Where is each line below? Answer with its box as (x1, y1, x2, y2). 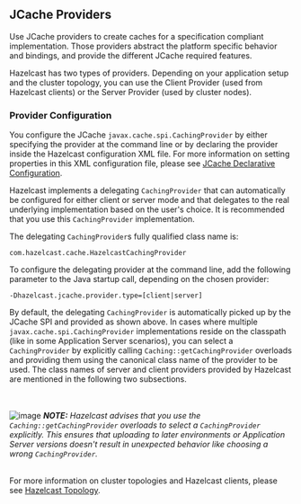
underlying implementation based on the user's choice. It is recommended (9, 204, 285, 215)
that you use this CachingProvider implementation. (9, 214, 195, 225)
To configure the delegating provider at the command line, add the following (9, 264, 291, 275)
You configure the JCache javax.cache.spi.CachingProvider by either (9, 129, 268, 140)
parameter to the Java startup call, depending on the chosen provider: (9, 274, 270, 285)
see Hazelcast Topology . (9, 485, 101, 496)
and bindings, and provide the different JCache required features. (9, 49, 252, 61)
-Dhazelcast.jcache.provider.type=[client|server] (9, 291, 203, 300)
